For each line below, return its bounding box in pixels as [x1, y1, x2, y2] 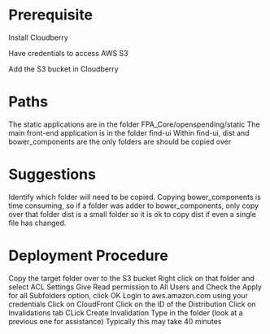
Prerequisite [8, 6, 94, 24]
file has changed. [8, 218, 67, 228]
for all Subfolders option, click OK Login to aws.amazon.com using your [8, 290, 248, 300]
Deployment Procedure [8, 246, 168, 265]
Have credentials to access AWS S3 [8, 48, 128, 58]
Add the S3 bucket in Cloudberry [8, 63, 120, 74]
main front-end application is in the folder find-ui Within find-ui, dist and [8, 128, 250, 137]
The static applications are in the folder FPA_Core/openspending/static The [8, 119, 260, 129]
